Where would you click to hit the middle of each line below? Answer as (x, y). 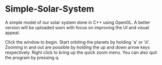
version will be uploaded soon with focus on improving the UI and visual (77, 27)
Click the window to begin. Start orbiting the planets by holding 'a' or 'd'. (78, 42)
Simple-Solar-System (50, 9)
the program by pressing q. (32, 57)
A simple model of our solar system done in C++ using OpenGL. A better (78, 22)
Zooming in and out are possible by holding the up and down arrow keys (77, 47)
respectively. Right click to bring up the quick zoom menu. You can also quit (81, 52)
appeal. (13, 32)
